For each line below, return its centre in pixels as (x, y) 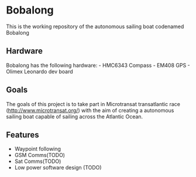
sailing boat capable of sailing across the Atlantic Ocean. (75, 116)
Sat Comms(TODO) (38, 161)
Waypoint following (38, 149)
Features (23, 135)
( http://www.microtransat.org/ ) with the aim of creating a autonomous (90, 110)
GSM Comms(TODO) (40, 155)
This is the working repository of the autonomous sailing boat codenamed (95, 26)
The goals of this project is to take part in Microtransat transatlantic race (93, 104)
